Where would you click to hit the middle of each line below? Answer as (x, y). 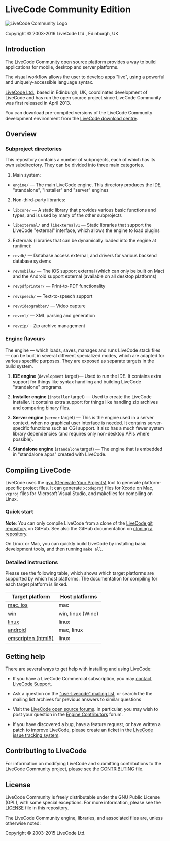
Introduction (25, 49)
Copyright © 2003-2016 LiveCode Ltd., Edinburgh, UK (62, 33)
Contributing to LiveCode (46, 751)
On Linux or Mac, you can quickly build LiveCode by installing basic (76, 543)
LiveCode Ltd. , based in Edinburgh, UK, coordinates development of (76, 92)
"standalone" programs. (38, 387)
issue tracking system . (36, 735)
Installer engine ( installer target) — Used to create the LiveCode (82, 397)
